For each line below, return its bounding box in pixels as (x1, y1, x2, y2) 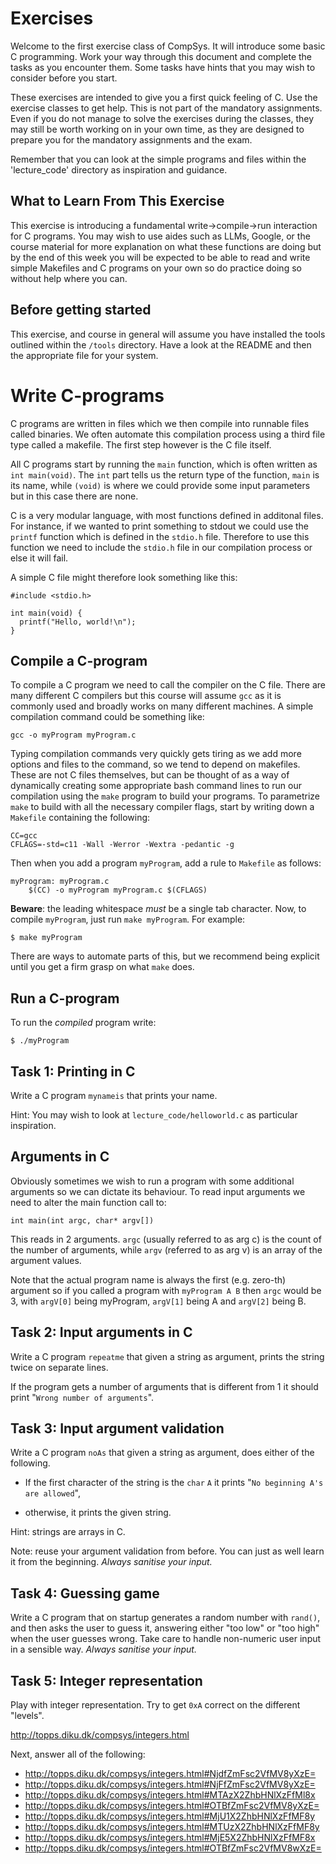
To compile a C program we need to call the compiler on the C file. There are (10, 679, 327, 691)
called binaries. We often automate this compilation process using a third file (10, 428, 326, 440)
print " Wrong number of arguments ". (10, 1391, 155, 1403)
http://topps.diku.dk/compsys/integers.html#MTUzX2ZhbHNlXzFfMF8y (24, 1821, 320, 1832)
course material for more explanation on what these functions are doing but (10, 240, 322, 252)
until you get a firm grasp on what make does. (10, 961, 195, 973)
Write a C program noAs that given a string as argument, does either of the (10, 1447, 315, 1459)
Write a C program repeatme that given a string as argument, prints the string (10, 1350, 325, 1362)
